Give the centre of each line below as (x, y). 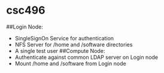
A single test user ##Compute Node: (60, 50)
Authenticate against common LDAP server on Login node (86, 57)
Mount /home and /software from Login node (71, 64)
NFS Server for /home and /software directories (74, 45)
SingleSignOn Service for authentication (64, 38)
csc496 (26, 10)
